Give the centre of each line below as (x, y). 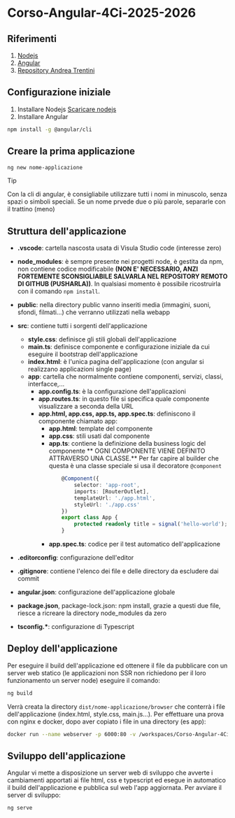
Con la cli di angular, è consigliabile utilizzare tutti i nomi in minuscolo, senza (117, 195)
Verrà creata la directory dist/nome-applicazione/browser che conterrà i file (116, 706)
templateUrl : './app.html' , (115, 498)
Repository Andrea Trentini (56, 70)
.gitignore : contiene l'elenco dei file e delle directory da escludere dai (118, 571)
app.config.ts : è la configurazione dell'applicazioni (112, 392)
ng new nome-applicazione (45, 167)
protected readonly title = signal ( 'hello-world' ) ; (151, 524)
